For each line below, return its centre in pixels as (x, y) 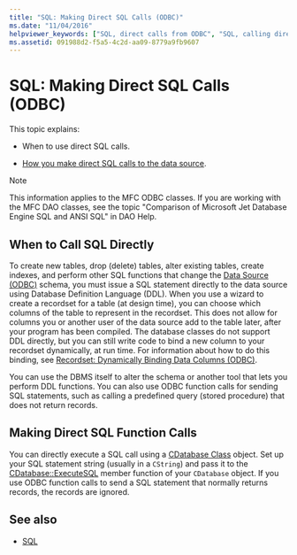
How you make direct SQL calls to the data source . (114, 164)
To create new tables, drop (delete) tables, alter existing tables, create (137, 266)
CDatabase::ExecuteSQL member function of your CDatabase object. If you (144, 473)
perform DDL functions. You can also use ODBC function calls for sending (144, 386)
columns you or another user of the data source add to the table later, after (145, 322)
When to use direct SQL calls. (76, 146)
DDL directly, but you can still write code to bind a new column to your (137, 341)
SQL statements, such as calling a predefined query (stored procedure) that (147, 396)
